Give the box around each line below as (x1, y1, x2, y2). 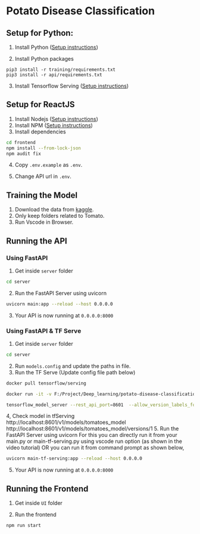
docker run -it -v (6, 391, 52, 397)
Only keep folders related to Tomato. (14, 213, 105, 220)
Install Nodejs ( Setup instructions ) (14, 115, 98, 123)
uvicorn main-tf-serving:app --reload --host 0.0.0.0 (6, 455, 143, 462)
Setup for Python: (6, 28, 73, 38)
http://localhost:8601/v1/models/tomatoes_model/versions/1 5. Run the (6, 425, 179, 432)
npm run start (6, 523, 42, 529)
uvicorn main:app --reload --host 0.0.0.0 (6, 301, 113, 307)
